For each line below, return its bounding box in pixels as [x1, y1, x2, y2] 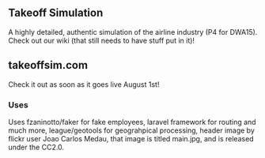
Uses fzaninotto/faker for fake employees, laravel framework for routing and [8, 117, 256, 126]
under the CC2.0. [8, 142, 65, 152]
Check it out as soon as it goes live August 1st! [8, 79, 160, 89]
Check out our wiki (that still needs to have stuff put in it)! [8, 36, 195, 45]
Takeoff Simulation [8, 6, 104, 20]
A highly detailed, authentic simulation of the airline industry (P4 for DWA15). [8, 27, 258, 36]
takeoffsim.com [8, 58, 89, 72]
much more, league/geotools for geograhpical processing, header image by [8, 126, 256, 135]
